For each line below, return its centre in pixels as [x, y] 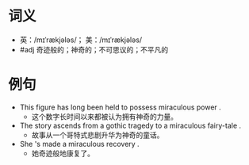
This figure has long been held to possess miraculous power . [121, 107]
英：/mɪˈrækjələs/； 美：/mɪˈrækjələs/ [81, 40]
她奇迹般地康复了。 [63, 153]
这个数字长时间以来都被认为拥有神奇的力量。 [105, 117]
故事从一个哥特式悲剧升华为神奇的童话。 [98, 135]
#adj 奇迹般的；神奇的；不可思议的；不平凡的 [94, 49]
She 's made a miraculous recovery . [80, 144]
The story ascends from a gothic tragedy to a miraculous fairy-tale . [130, 125]
